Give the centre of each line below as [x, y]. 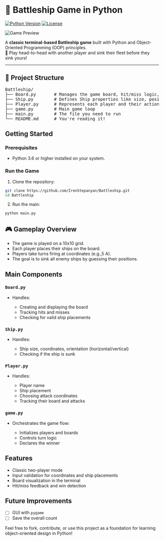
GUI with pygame [28, 513]
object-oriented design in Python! [39, 533]
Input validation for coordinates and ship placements [65, 475]
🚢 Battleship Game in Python [64, 10]
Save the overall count [35, 518]
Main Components [34, 274]
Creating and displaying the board [53, 307]
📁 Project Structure [35, 78]
